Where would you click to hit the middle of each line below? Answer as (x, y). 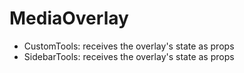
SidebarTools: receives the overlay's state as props (129, 56)
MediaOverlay (69, 18)
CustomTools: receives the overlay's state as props (129, 46)
